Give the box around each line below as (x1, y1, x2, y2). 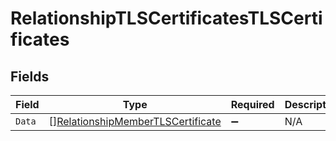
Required (230, 98, 275, 111)
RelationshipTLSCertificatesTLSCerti (10, 7, 323, 30)
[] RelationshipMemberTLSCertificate (48, 115, 222, 128)
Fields (10, 68, 50, 85)
